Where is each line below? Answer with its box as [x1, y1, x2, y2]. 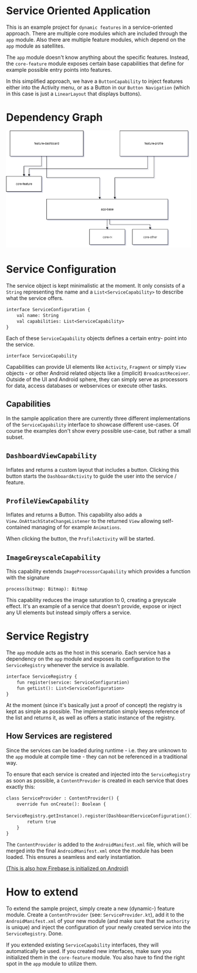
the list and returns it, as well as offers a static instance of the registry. [6, 714, 176, 721]
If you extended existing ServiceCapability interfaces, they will [6, 941, 159, 948]
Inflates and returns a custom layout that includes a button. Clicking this [6, 466, 179, 473]
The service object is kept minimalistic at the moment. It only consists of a [6, 282, 185, 289]
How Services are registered [6, 731, 113, 741]
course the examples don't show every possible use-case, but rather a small [6, 427, 191, 434]
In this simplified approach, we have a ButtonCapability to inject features [6, 78, 183, 85]
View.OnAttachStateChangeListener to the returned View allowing [6, 518, 161, 525]
